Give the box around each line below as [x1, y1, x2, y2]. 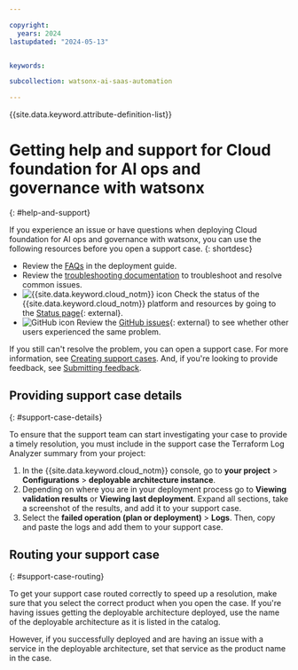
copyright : [9, 20, 50, 29]
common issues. [21, 280, 82, 290]
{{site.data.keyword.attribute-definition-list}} [9, 109, 173, 120]
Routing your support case [9, 548, 160, 563]
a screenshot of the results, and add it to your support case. [21, 502, 242, 513]
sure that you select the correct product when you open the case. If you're [9, 597, 282, 608]
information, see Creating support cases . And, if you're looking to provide [9, 353, 278, 364]
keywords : [9, 61, 46, 70]
